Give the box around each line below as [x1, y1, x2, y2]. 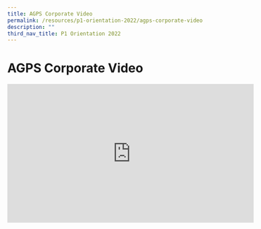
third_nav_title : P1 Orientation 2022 [7, 30, 121, 37]
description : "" [7, 23, 55, 30]
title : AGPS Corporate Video [7, 10, 93, 18]
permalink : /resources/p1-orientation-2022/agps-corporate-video [7, 17, 203, 24]
